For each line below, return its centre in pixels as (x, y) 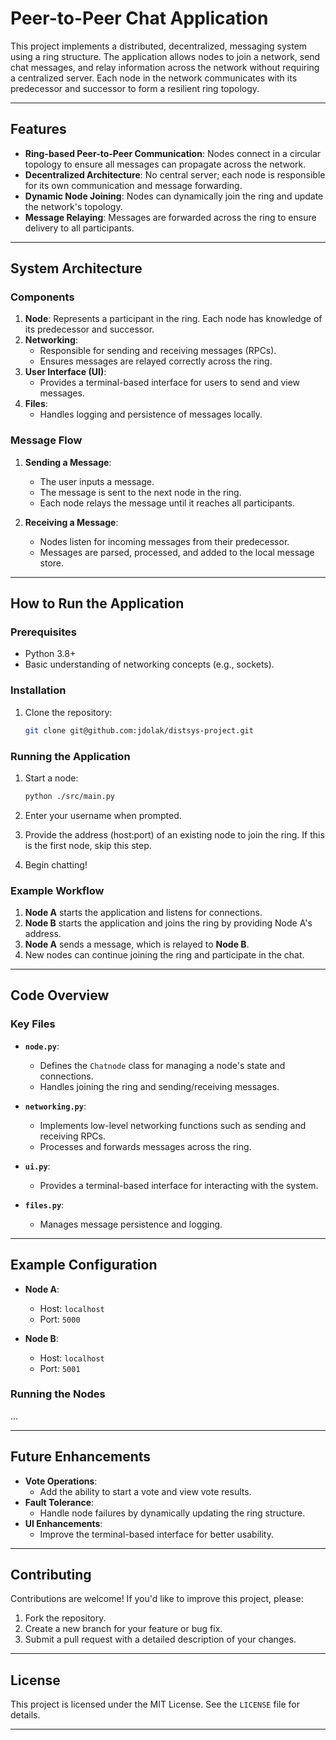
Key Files (33, 1024)
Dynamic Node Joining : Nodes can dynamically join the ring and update (174, 196)
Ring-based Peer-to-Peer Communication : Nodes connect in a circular (173, 153)
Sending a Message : (68, 462)
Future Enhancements (81, 1457)
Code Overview (60, 995)
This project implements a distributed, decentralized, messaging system (159, 46)
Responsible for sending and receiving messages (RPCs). (158, 351)
